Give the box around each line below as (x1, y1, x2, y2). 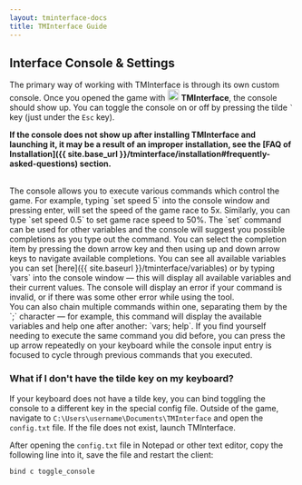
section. (79, 158, 112, 169)
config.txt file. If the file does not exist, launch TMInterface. (9, 421, 236, 432)
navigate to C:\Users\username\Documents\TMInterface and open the (9, 412, 264, 423)
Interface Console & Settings (9, 55, 175, 71)
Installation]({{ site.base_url (9, 149, 118, 160)
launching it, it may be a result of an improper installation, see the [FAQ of (9, 139, 292, 150)
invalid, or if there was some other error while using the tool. (9, 292, 235, 302)
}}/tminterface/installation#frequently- (119, 149, 270, 160)
